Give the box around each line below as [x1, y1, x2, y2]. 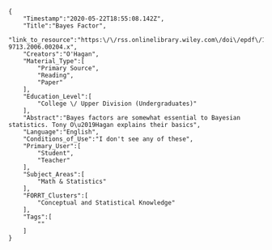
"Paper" [37, 78, 63, 87]
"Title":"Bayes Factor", [23, 22, 107, 30]
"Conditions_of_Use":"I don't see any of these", [23, 135, 194, 143]
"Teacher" [37, 156, 70, 164]
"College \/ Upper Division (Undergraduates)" [37, 100, 198, 108]
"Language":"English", [23, 128, 100, 136]
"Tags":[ [23, 213, 53, 221]
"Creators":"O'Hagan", [23, 50, 100, 58]
